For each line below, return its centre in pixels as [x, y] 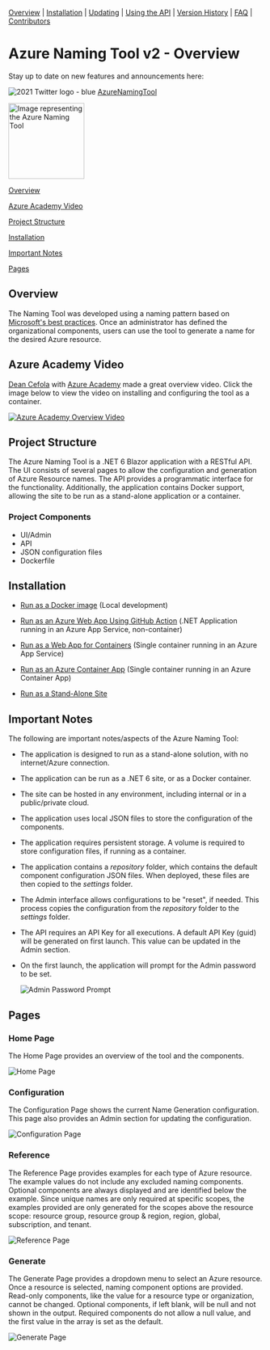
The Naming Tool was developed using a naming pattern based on [119, 313]
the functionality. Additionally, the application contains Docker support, [127, 487]
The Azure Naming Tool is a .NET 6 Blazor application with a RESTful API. [131, 462]
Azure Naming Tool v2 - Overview [124, 54]
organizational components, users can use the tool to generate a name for [132, 331]
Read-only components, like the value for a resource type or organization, [131, 1295]
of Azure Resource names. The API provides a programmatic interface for [131, 479]
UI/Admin [36, 534]
